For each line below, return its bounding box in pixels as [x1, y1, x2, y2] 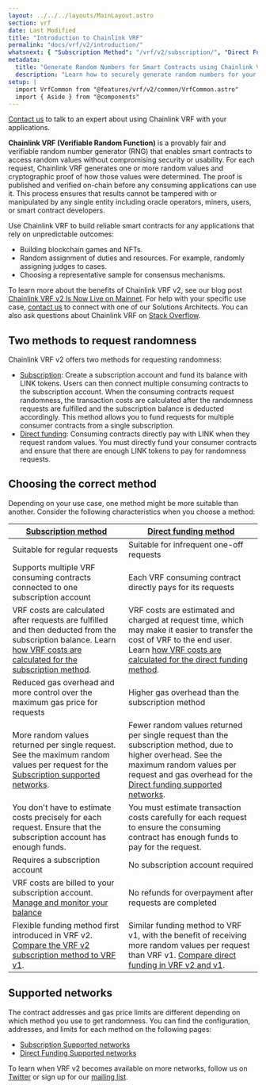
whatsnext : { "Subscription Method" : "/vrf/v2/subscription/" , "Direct [8, 48, 249, 56]
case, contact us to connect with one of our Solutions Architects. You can [8, 302, 249, 312]
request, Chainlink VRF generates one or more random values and [8, 163, 224, 173]
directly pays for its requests [127, 581, 235, 592]
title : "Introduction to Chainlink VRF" [8, 33, 144, 42]
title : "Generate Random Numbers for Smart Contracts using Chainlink [15, 63, 253, 71]
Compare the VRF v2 [12, 939, 90, 950]
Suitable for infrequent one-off [127, 539, 244, 550]
